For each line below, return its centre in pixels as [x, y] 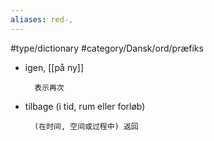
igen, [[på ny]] [54, 67]
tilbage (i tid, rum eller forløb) [85, 106]
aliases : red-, [42, 19]
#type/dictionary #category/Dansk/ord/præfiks [107, 48]
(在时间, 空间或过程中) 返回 [86, 126]
